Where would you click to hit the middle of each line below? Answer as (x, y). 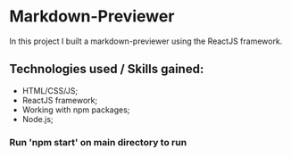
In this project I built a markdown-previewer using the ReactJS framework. (146, 41)
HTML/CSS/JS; (50, 90)
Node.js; (37, 119)
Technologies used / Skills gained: (107, 69)
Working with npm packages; (76, 110)
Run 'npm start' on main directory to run (98, 142)
